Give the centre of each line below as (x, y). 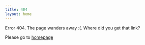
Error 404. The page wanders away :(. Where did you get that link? (72, 28)
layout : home (18, 14)
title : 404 (16, 9)
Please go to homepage (29, 37)
